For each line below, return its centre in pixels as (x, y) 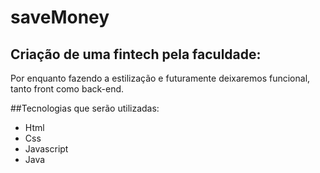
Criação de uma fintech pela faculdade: (136, 54)
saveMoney (60, 17)
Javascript (46, 149)
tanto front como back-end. (67, 89)
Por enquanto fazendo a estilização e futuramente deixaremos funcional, (160, 78)
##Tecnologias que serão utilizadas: (85, 108)
